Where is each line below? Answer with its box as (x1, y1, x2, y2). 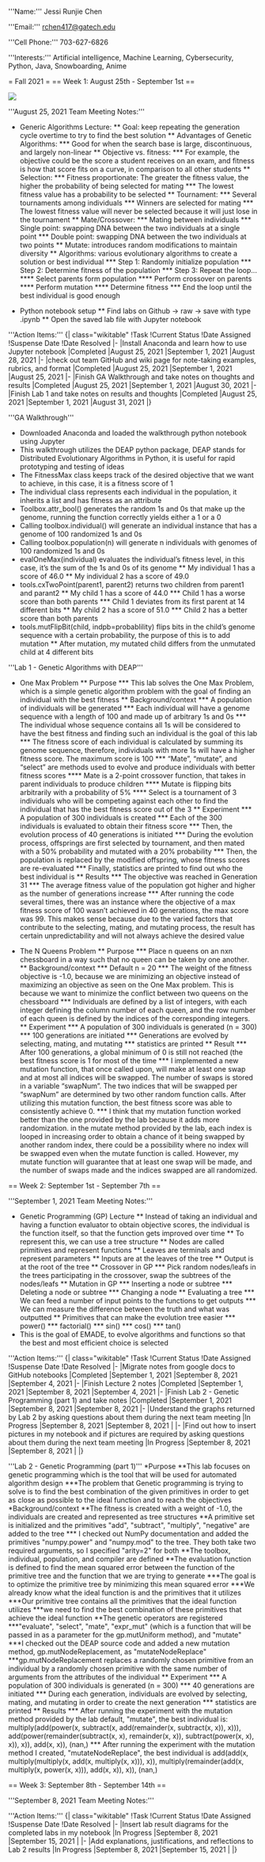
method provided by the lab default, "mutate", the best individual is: (8, 1714, 228, 1724)
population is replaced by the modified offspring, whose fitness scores (19, 855, 251, 864)
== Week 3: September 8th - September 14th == (8, 1780, 167, 1790)
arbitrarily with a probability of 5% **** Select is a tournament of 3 (19, 788, 237, 797)
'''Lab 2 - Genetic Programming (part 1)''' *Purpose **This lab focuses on (8, 1461, 251, 1471)
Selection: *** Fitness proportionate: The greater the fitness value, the (19, 173, 249, 182)
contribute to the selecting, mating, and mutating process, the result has (19, 923, 256, 931)
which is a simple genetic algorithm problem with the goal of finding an (19, 686, 252, 696)
